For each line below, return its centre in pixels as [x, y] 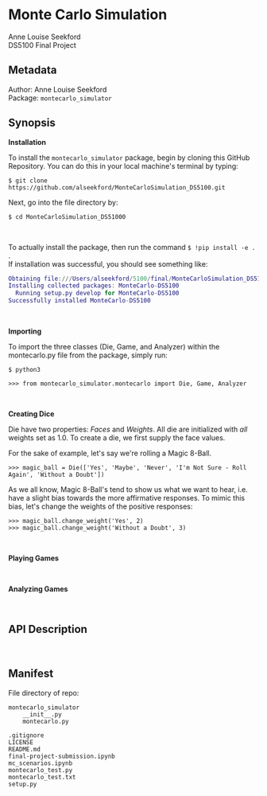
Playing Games [34, 558]
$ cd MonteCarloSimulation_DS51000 [67, 217]
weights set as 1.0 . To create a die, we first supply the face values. [117, 438]
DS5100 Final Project [43, 45]
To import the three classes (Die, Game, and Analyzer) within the [114, 347]
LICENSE [21, 742]
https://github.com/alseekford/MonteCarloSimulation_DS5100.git [117, 187]
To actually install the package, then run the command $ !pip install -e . [132, 247]
